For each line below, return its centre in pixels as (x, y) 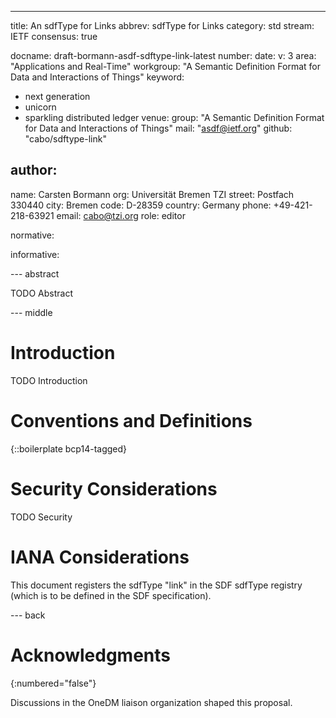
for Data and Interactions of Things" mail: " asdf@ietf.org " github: (158, 128)
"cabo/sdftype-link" (65, 139)
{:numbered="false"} (53, 683)
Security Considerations (114, 488)
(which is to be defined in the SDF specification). (111, 595)
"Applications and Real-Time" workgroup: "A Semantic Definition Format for (165, 66)
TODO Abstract (41, 293)
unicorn (40, 107)
